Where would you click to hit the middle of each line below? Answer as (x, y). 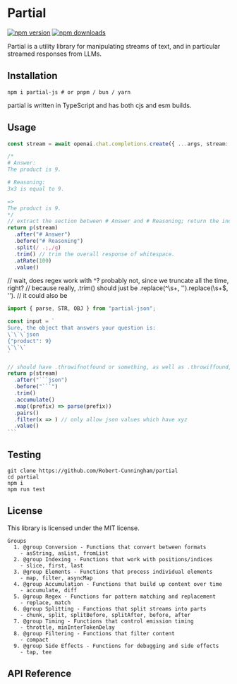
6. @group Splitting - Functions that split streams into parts (110, 608)
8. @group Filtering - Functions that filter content (94, 633)
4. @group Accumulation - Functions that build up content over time (118, 584)
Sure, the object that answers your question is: (82, 328)
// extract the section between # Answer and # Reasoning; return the (113, 221)
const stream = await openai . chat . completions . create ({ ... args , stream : (118, 144)
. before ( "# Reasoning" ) (48, 241)
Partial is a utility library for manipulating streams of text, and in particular (114, 46)
